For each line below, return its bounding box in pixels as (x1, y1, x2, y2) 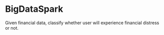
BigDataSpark (5, 3, 63, 15)
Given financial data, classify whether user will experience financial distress (5, 20, 160, 26)
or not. (5, 25, 19, 31)
